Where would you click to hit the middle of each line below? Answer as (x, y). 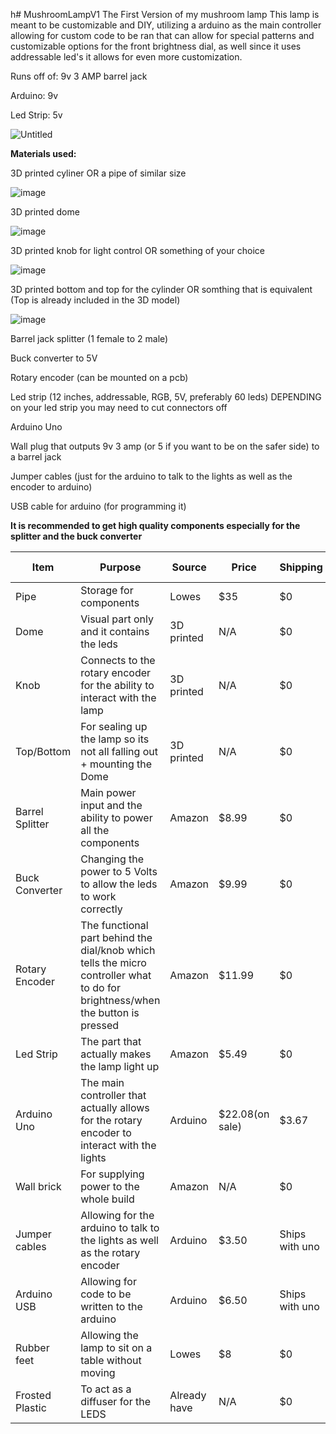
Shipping (301, 567)
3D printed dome (45, 212)
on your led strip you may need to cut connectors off (119, 407)
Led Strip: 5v (36, 115)
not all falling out (119, 751)
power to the (110, 1186)
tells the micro (113, 962)
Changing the (112, 859)
